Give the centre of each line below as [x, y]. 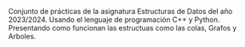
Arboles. [22, 36]
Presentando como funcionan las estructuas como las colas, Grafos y [122, 28]
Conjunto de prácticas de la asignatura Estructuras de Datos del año [121, 11]
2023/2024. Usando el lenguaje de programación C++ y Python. [114, 20]
